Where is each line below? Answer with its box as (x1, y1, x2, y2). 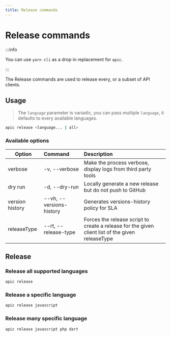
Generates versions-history (83, 198, 151, 205)
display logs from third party (83, 165, 152, 173)
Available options (5, 137, 49, 145)
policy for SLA (83, 204, 118, 211)
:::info (5, 46, 17, 53)
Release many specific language (5, 315, 88, 322)
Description (83, 150, 113, 157)
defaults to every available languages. (17, 115, 98, 122)
